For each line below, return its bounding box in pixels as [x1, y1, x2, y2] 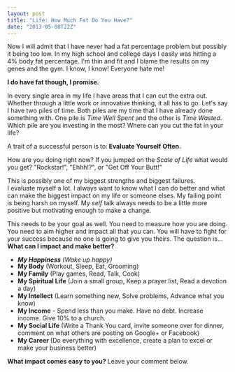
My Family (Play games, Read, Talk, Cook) [17, 269, 141, 278]
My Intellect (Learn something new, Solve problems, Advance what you [17, 292, 225, 300]
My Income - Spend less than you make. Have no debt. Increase [17, 306, 204, 315]
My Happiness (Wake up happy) [17, 255, 113, 264]
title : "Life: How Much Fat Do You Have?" [7, 17, 133, 24]
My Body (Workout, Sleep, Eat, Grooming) [17, 262, 139, 271]
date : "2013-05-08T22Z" [7, 23, 77, 30]
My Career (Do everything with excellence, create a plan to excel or [17, 336, 213, 345]
